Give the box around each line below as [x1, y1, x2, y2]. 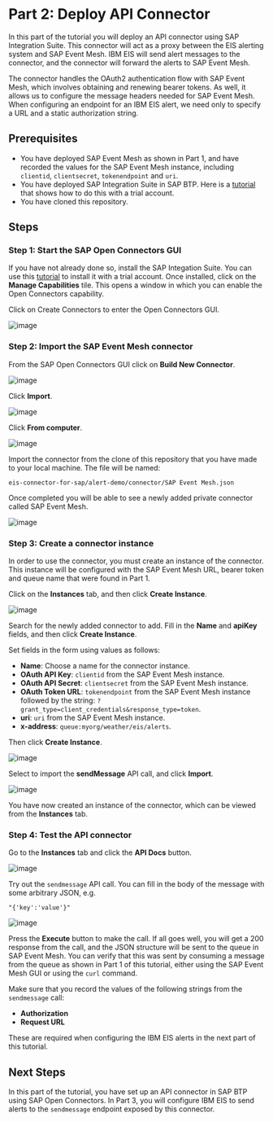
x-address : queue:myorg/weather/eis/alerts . [19, 721, 172, 731]
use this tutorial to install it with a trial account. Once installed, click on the [8, 272, 257, 282]
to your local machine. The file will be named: [8, 462, 161, 472]
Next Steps [8, 1065, 66, 1079]
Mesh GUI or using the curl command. [8, 968, 138, 978]
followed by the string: [19, 695, 96, 705]
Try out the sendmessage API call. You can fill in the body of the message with [8, 879, 265, 889]
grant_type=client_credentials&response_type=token [19, 706, 199, 714]
